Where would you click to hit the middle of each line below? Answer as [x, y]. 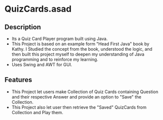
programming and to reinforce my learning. [55, 59]
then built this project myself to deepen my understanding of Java [78, 54]
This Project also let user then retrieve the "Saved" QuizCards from [79, 107]
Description [23, 27]
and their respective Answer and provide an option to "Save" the [76, 97]
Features [18, 80]
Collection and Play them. [37, 112]
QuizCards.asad [38, 9]
